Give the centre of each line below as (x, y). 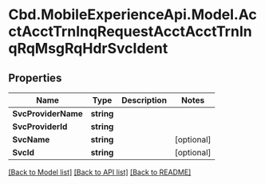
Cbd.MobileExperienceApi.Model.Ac (132, 15)
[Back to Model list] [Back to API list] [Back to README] (100, 172)
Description (144, 100)
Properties (35, 78)
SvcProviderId (40, 127)
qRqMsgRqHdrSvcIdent (88, 49)
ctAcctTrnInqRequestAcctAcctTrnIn (131, 31)
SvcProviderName (48, 114)
